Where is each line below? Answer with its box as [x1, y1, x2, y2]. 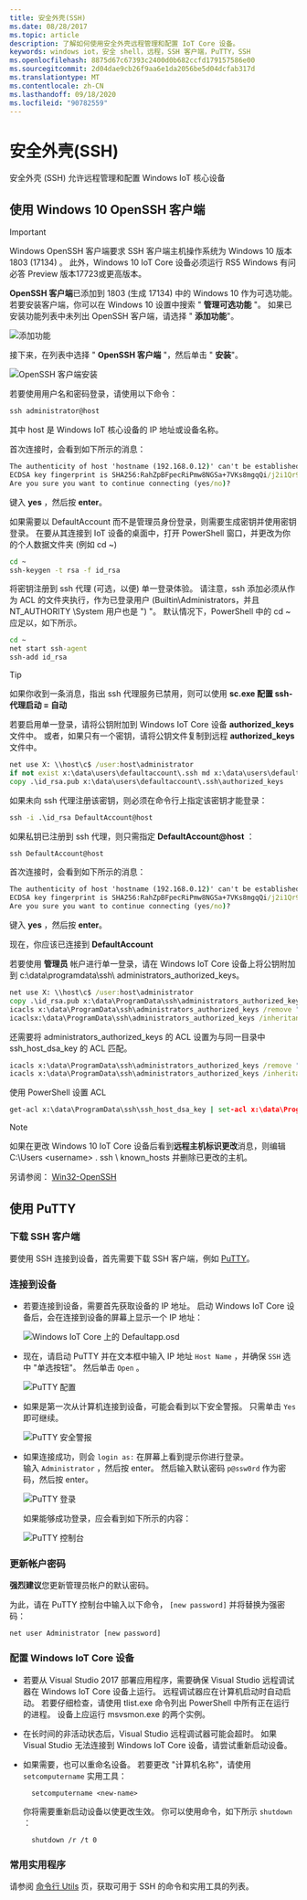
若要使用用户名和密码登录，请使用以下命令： [9, 388, 178, 399]
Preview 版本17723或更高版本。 [26, 269, 147, 280]
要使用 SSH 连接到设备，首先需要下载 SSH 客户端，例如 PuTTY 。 [9, 1253, 255, 1264]
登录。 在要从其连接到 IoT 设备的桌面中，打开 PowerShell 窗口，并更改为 [9, 527, 283, 538]
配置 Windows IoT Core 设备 [9, 1651, 135, 1664]
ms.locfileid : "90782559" [9, 98, 108, 108]
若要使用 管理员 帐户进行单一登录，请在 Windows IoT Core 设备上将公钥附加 [9, 959, 296, 969]
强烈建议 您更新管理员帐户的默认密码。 [9, 1580, 153, 1591]
